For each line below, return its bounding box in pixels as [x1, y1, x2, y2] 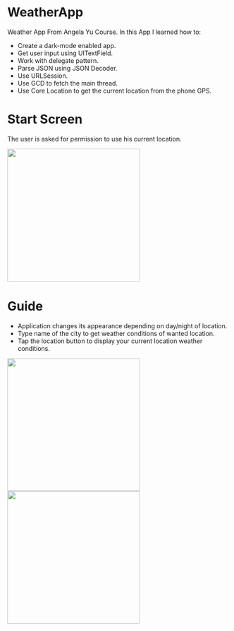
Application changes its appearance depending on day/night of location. [17, 321, 228, 330]
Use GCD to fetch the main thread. [17, 79, 118, 87]
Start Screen [7, 111, 83, 127]
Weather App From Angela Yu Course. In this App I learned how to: [7, 28, 202, 36]
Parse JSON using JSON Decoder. [17, 64, 118, 72]
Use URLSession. [17, 71, 68, 80]
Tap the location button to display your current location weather [17, 337, 203, 345]
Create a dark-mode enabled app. [17, 41, 116, 50]
